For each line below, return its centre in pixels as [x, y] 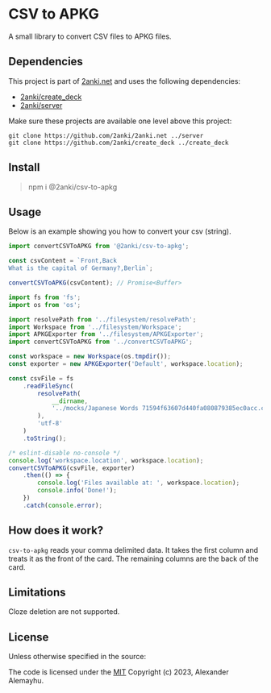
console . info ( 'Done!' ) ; [77, 491]
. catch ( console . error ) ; [63, 505]
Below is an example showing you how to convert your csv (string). [120, 231]
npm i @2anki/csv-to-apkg [73, 187]
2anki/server [41, 105]
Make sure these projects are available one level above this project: [120, 121]
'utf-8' [50, 424]
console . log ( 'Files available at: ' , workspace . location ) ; [139, 483]
